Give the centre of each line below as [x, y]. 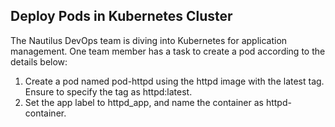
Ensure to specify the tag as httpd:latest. [108, 91]
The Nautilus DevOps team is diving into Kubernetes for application [149, 40]
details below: [39, 61]
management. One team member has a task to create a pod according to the [168, 51]
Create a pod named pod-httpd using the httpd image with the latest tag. [174, 81]
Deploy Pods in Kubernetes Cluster [121, 16]
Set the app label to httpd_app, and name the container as [144, 102]
